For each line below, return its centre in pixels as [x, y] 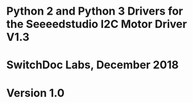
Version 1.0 [36, 93]
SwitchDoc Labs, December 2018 [93, 65]
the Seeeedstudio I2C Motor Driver [97, 24]
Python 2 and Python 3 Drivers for [95, 11]
